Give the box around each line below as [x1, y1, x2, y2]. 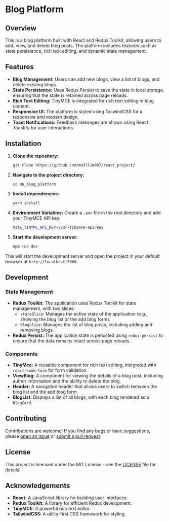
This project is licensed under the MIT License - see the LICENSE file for [5, 461, 156, 467]
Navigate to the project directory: [12, 171, 85, 178]
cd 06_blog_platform [12, 182, 56, 187]
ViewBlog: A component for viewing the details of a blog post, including [12, 372, 163, 378]
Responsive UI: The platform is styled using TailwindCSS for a [12, 108, 143, 115]
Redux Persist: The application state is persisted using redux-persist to [12, 332, 163, 338]
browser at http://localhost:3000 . [5, 259, 78, 264]
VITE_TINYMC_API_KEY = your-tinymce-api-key [12, 225, 104, 230]
